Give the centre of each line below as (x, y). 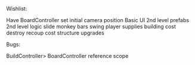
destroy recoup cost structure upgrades (55, 33)
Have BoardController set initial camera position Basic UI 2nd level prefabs (98, 20)
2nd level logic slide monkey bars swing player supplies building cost (91, 27)
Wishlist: (17, 9)
